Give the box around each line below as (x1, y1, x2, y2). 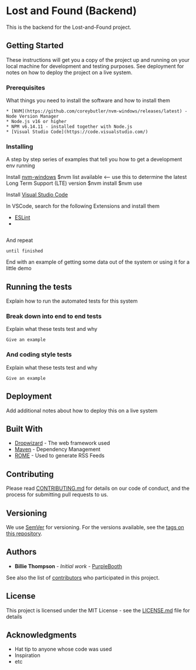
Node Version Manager (6, 114, 59, 120)
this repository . (6, 530, 43, 537)
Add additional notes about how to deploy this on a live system (6, 407, 158, 414)
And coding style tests (6, 350, 72, 359)
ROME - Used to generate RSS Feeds (14, 452, 104, 459)
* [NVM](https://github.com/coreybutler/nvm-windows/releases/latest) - (6, 108, 188, 114)
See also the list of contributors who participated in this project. (6, 574, 160, 581)
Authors (6, 547, 37, 557)
